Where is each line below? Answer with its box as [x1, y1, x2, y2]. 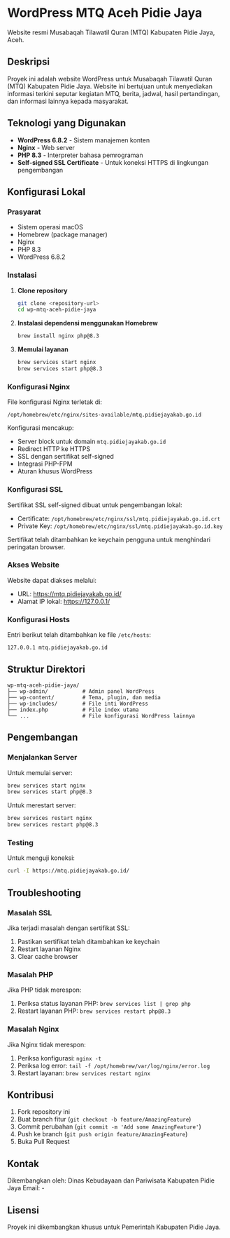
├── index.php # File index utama [7, 706, 139, 713]
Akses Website [7, 560, 60, 570]
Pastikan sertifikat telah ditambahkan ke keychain [17, 937, 160, 946]
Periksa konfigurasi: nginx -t [17, 1054, 102, 1062]
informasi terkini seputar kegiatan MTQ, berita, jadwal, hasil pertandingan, [7, 89, 220, 97]
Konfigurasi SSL [7, 485, 64, 494]
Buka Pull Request [17, 1138, 70, 1146]
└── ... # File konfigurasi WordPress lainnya [7, 712, 196, 720]
